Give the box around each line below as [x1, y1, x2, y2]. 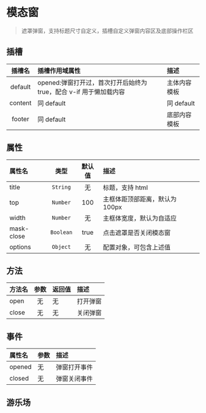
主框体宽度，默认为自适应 [102, 214, 177, 222]
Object [51, 243, 71, 250]
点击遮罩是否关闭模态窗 [102, 228, 170, 237]
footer [12, 115, 29, 123]
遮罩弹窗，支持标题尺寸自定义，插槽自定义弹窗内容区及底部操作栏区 [21, 27, 194, 34]
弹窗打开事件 [56, 363, 93, 371]
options [9, 243, 31, 251]
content [9, 99, 32, 107]
